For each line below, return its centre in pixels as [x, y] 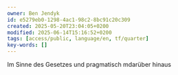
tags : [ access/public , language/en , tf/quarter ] [78, 39]
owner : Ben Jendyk [33, 13]
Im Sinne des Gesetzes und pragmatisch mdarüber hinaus [89, 64]
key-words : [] [27, 45]
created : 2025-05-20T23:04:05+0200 [58, 26]
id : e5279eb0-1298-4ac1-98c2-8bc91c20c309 [69, 20]
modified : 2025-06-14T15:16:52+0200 [59, 32]
